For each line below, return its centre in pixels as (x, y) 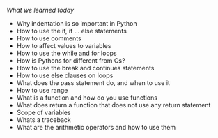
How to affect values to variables (64, 46)
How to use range (42, 90)
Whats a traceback (44, 120)
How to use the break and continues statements (85, 68)
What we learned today (40, 10)
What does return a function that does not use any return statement (114, 105)
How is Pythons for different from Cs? (71, 61)
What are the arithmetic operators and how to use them (96, 127)
